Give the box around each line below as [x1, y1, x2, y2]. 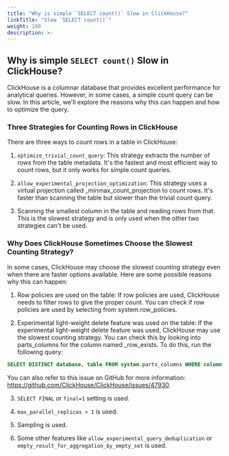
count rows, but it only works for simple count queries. [16, 166, 171, 174]
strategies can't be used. [16, 221, 88, 230]
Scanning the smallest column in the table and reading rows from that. [16, 207, 216, 215]
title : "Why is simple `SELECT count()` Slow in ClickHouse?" [7, 10, 189, 17]
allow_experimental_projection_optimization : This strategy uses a [16, 179, 207, 187]
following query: [16, 348, 63, 356]
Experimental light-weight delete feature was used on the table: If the [16, 318, 213, 326]
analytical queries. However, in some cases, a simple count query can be [7, 91, 214, 99]
